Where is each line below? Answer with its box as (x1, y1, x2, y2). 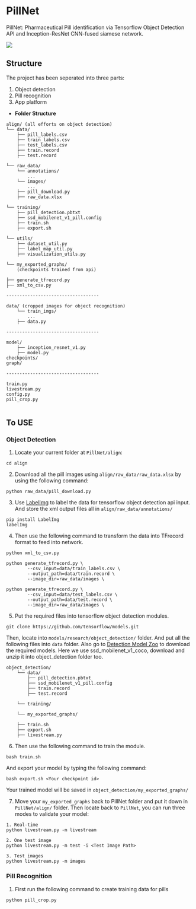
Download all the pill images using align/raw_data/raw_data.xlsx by (14, 471, 182, 478)
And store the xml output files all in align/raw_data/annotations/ (14, 506, 173, 513)
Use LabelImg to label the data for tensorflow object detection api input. (14, 499, 191, 506)
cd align (6, 460, 28, 466)
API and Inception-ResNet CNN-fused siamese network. (6, 30, 144, 37)
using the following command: (14, 477, 89, 484)
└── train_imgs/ (17, 308, 57, 314)
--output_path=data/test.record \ (27, 597, 113, 603)
